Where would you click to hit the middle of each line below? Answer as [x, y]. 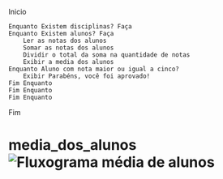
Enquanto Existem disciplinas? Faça [70, 27]
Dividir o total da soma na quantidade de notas [107, 55]
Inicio [17, 12]
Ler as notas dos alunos [65, 40]
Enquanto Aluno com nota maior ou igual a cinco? [94, 69]
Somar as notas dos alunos [69, 48]
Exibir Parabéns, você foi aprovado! [87, 76]
